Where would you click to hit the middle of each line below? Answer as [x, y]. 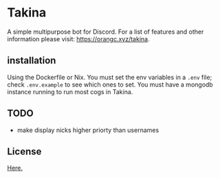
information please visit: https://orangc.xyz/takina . [78, 38]
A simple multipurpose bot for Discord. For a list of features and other [106, 32]
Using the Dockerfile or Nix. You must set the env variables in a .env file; [110, 77]
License [24, 152]
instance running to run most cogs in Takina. [70, 91]
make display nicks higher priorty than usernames [88, 130]
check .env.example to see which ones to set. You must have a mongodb [110, 85]
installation [32, 61]
